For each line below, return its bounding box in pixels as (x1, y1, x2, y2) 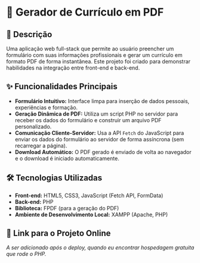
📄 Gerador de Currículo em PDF (6, 5, 164, 19)
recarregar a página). (14, 142, 67, 149)
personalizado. (14, 123, 52, 130)
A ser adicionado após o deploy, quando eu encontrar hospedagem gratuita (6, 244, 195, 251)
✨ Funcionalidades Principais (6, 81, 118, 92)
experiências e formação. (14, 104, 78, 111)
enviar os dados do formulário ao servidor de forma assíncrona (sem (14, 135, 184, 143)
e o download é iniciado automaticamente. (14, 155, 119, 162)
